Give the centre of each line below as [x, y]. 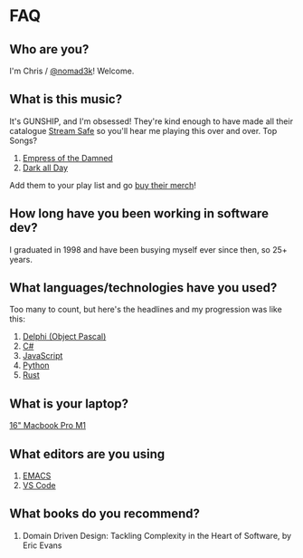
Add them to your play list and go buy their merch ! [103, 185]
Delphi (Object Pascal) [64, 337]
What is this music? [66, 99]
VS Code [39, 486]
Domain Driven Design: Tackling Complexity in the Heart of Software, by [157, 535]
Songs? [24, 140]
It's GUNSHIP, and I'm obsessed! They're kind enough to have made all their [151, 121]
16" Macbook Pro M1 [47, 426]
